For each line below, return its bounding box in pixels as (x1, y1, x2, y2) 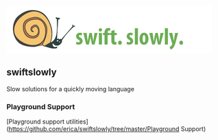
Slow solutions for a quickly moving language (6, 84, 135, 93)
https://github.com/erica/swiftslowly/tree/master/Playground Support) (8, 125, 206, 133)
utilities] (65, 117, 88, 126)
